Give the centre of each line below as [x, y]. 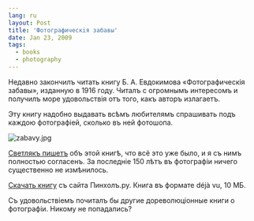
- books [28, 52]
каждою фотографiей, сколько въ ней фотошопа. [91, 122]
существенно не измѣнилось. [58, 170]
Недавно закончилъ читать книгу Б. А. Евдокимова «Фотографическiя [127, 82]
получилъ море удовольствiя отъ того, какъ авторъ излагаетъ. [114, 99]
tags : [17, 45]
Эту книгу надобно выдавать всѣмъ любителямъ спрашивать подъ [122, 114]
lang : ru [22, 15]
